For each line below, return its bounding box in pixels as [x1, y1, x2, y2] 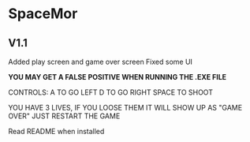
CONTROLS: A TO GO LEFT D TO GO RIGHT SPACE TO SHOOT [8, 88, 213, 97]
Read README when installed [8, 127, 105, 136]
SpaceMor [8, 5, 78, 23]
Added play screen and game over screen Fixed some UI [8, 57, 193, 66]
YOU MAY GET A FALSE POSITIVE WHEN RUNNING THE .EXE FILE [8, 73, 227, 81]
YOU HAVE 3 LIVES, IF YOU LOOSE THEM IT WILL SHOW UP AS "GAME [8, 103, 243, 112]
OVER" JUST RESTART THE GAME [8, 111, 121, 121]
